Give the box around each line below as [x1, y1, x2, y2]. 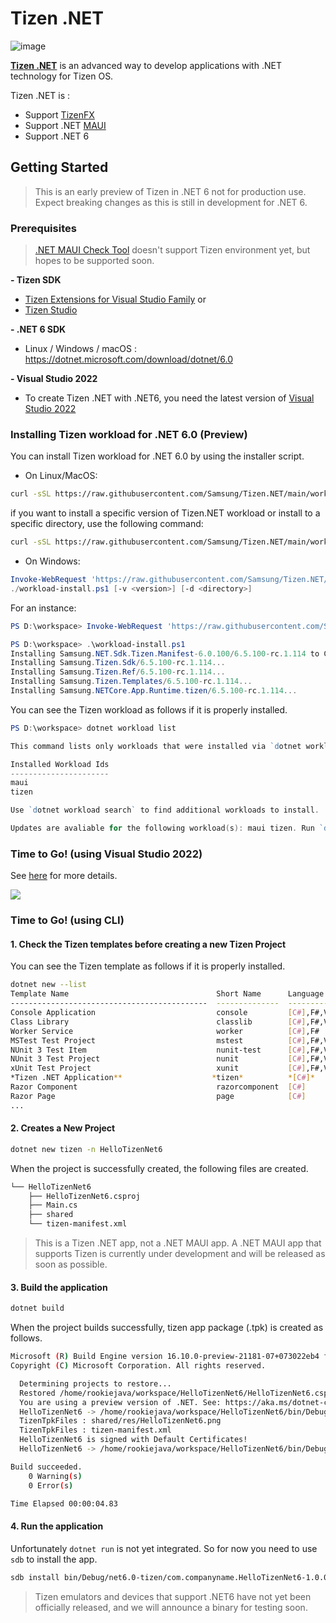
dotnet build [10, 1303, 65, 1314]
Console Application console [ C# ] [10, 1008, 307, 1018]
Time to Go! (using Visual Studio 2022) [10, 847, 203, 861]
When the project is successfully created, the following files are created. [10, 1162, 309, 1174]
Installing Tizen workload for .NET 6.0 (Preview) [10, 427, 248, 441]
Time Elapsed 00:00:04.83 [10, 1498, 118, 1509]
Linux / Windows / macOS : [24, 343, 137, 355]
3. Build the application [10, 1281, 108, 1293]
